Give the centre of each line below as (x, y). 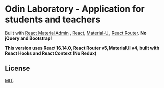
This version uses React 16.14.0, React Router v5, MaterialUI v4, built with (82, 48)
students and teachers (53, 19)
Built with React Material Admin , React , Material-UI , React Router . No (76, 33)
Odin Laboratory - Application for (75, 9)
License (18, 69)
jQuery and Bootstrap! (28, 38)
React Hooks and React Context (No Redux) (51, 53)
